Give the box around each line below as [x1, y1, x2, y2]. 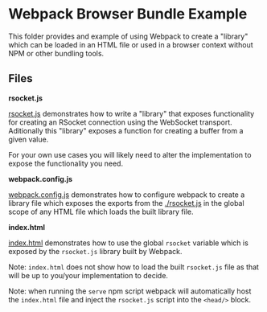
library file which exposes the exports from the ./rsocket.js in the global [8, 198, 244, 207]
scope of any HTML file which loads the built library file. [8, 207, 194, 216]
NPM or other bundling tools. [8, 48, 105, 58]
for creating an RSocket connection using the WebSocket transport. [8, 117, 233, 127]
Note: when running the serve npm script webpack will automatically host [8, 286, 252, 296]
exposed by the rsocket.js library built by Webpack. [8, 246, 183, 256]
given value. [8, 134, 49, 144]
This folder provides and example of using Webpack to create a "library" [8, 31, 249, 41]
